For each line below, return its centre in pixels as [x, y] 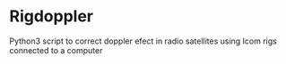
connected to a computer [56, 50]
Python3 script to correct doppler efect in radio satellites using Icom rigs [143, 41]
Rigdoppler [52, 16]
